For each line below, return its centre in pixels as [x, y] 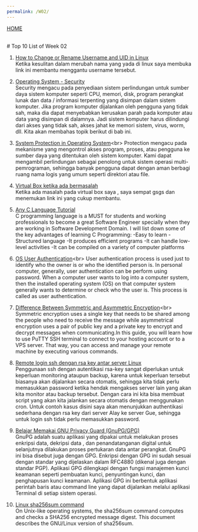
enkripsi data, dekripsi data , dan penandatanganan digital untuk [93, 443]
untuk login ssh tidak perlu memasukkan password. [77, 419]
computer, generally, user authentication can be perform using [91, 271]
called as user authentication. [51, 296]
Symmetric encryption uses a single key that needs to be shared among [103, 313]
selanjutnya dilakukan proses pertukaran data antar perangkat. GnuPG [100, 449]
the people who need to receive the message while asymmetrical [94, 320]
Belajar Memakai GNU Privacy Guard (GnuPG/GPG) [77, 430]
